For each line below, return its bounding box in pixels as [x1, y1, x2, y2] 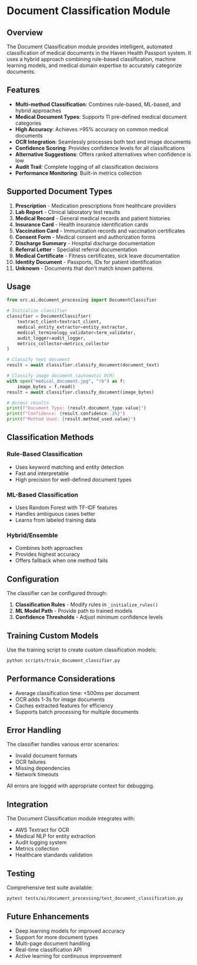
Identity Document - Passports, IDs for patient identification [15, 258, 162, 265]
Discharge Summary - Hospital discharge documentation [15, 239, 155, 246]
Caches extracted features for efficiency [15, 702, 113, 709]
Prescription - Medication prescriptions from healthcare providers [15, 202, 176, 209]
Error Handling [6, 725, 61, 736]
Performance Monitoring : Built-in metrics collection [15, 169, 142, 176]
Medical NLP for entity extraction [15, 833, 96, 840]
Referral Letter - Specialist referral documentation [15, 246, 138, 253]
